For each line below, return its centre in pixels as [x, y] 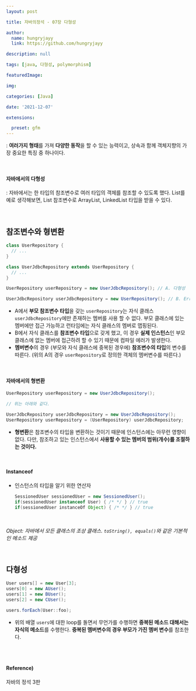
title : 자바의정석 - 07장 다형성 [41, 22]
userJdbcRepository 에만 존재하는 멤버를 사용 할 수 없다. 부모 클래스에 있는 [99, 318]
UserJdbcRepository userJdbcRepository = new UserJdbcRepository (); [91, 415]
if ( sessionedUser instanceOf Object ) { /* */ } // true [84, 507]
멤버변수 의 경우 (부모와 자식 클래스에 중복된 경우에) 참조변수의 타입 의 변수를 [100, 348]
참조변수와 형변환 [35, 232]
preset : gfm [26, 128]
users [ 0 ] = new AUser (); [36, 589]
